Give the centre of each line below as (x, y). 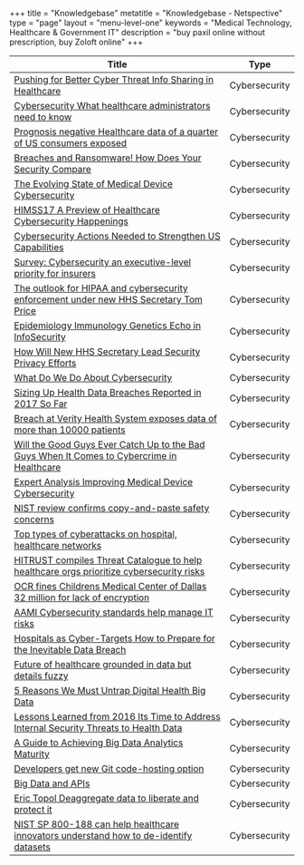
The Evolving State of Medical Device (94, 184)
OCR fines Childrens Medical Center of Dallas (110, 586)
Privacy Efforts (45, 363)
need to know (43, 117)
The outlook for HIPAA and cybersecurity (101, 288)
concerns (34, 519)
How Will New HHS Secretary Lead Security (107, 351)
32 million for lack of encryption (82, 598)
